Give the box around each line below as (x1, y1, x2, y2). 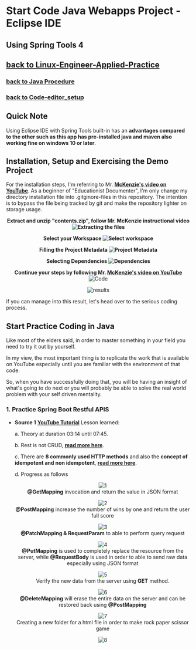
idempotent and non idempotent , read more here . (14, 459, 137, 466)
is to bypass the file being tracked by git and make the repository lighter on (6, 200, 187, 207)
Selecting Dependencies (46, 258, 108, 265)
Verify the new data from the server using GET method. (36, 577, 170, 584)
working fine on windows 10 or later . (6, 139, 97, 146)
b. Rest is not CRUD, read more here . (14, 441, 104, 448)
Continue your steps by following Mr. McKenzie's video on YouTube (14, 269, 183, 276)
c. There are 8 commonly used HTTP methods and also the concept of (14, 453, 188, 460)
